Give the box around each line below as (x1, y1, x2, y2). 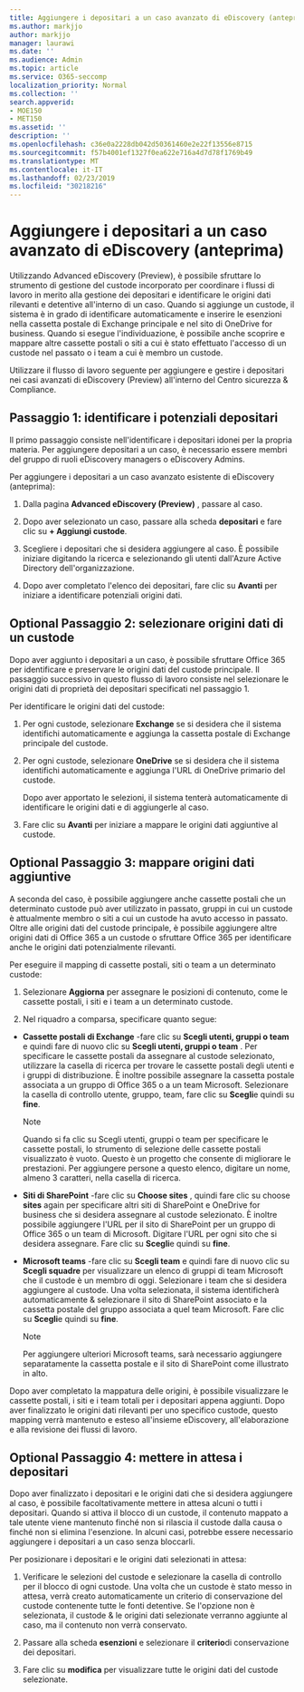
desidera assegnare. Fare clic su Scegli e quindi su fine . (22, 1238, 231, 1249)
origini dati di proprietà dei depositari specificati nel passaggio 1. (9, 683, 251, 694)
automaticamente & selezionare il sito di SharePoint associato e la (22, 1294, 268, 1305)
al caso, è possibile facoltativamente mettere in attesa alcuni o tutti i (9, 1498, 262, 1509)
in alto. (22, 1367, 48, 1378)
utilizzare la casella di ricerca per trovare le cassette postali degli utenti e (22, 1060, 295, 1071)
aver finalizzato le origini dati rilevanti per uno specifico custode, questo (9, 1405, 279, 1415)
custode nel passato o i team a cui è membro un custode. (9, 347, 223, 358)
